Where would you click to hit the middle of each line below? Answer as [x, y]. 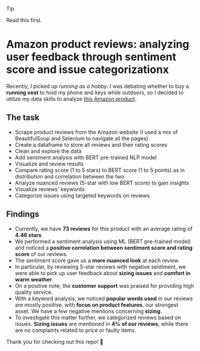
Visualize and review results [49, 164]
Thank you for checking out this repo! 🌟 [55, 341]
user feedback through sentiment [91, 57]
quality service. [34, 292]
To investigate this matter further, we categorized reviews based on [98, 317]
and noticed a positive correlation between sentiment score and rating [104, 248]
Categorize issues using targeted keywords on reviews [82, 195]
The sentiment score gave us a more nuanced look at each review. [97, 260]
